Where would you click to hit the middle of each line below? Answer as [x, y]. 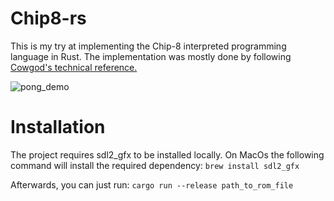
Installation [58, 127]
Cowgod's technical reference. [74, 67]
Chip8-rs [48, 18]
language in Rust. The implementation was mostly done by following [151, 56]
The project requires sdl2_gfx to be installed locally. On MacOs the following [167, 154]
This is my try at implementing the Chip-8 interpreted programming [148, 46]
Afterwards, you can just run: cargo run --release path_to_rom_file [152, 184]
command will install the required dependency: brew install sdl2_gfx [155, 165]
